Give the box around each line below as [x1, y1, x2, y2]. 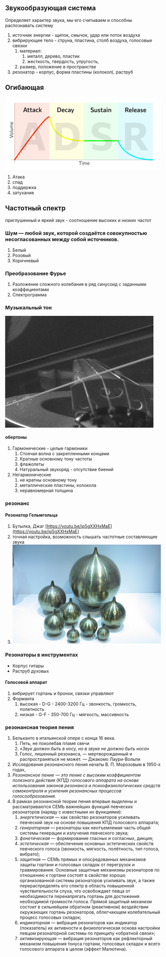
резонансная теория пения [5, 724, 74, 731]
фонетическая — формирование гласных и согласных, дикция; [19, 835, 154, 841]
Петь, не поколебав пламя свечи [19, 741, 90, 747]
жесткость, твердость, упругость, [27, 58, 99, 64]
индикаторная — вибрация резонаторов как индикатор [19, 920, 137, 926]
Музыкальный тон [5, 304, 52, 311]
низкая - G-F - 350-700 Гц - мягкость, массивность [19, 711, 129, 717]
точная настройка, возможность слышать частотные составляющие [12, 534, 158, 540]
